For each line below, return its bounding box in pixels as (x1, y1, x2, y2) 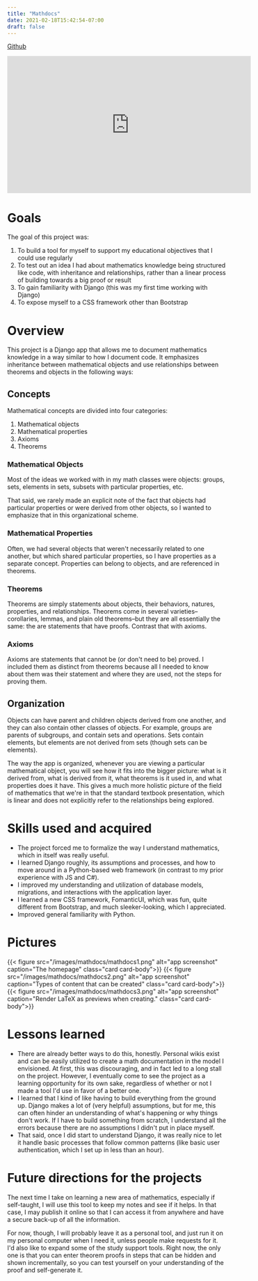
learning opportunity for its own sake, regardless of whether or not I (17, 1079, 212, 1087)
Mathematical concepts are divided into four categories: (7, 407, 168, 415)
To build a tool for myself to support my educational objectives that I (17, 247, 213, 255)
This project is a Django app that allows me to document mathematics (7, 346, 207, 354)
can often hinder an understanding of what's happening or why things (17, 1108, 218, 1117)
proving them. (7, 677, 47, 686)
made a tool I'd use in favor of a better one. (17, 1086, 141, 1094)
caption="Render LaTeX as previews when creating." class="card (7, 994, 195, 1003)
